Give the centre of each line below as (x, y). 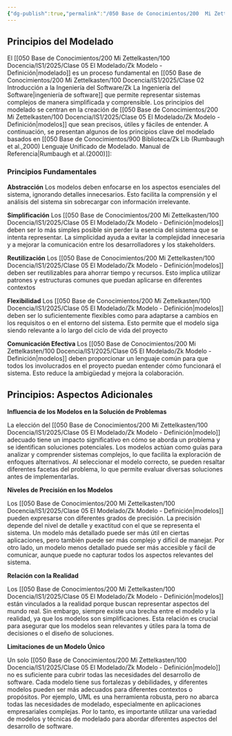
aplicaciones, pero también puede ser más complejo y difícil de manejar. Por (116, 540)
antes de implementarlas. (43, 476)
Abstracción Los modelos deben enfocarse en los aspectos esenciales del (114, 187)
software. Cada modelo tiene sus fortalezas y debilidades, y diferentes (108, 682)
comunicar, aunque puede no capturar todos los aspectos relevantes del (110, 555)
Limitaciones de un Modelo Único (56, 646)
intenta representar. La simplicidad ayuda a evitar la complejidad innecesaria (116, 237)
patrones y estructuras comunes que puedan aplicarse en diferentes (105, 280)
